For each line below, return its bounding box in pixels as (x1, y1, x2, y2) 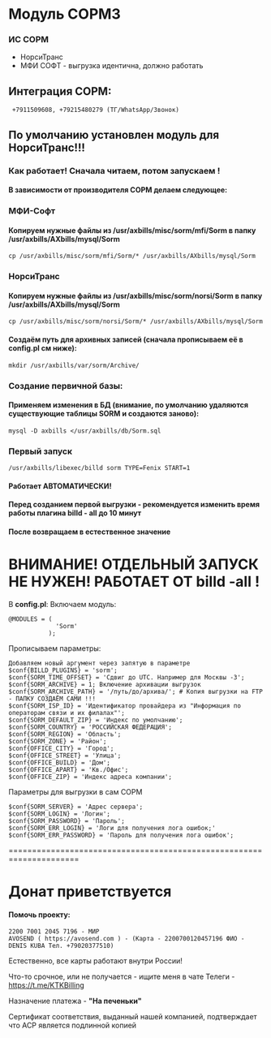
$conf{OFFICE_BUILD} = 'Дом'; (8, 758, 111, 767)
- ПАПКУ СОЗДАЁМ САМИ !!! (8, 695, 96, 703)
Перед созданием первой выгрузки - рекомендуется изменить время (8, 500, 260, 510)
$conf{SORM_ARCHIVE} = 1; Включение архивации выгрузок (8, 680, 201, 688)
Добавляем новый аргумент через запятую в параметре (8, 659, 191, 667)
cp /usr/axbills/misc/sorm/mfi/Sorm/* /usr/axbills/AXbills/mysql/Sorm (8, 252, 256, 261)
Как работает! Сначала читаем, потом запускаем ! (8, 165, 221, 176)
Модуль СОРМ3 (8, 5, 122, 24)
